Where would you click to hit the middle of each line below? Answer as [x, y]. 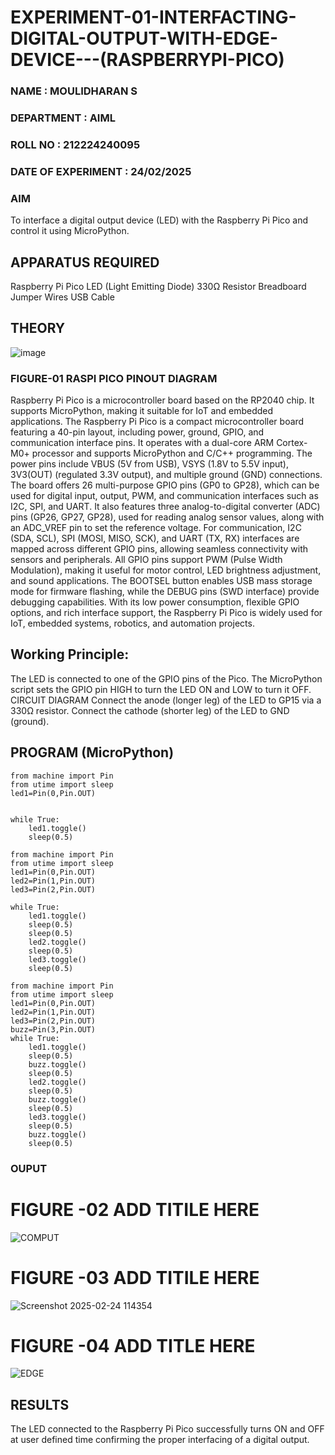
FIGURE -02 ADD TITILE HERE [135, 1209]
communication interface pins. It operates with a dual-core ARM [142, 443]
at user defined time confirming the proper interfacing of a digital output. [160, 1440]
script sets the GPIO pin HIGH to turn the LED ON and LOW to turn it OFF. [161, 689]
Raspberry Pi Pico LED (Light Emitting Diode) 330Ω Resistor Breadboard [158, 286]
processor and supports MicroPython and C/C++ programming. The [172, 453]
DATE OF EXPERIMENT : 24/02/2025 [101, 171]
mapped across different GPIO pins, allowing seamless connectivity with [159, 549]
